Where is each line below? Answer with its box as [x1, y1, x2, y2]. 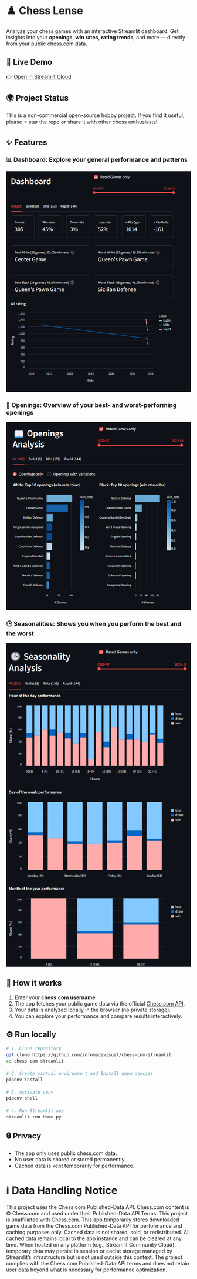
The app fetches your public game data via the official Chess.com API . [14, 1000, 185, 1007]
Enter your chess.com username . [14, 994, 97, 1001]
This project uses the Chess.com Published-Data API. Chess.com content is [6, 1203, 189, 1211]
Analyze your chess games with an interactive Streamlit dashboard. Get [6, 27, 179, 35]
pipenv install [6, 1077, 43, 1083]
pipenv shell [6, 1096, 38, 1101]
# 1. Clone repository [6, 1046, 62, 1052]
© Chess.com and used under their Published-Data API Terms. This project [6, 1210, 188, 1217]
